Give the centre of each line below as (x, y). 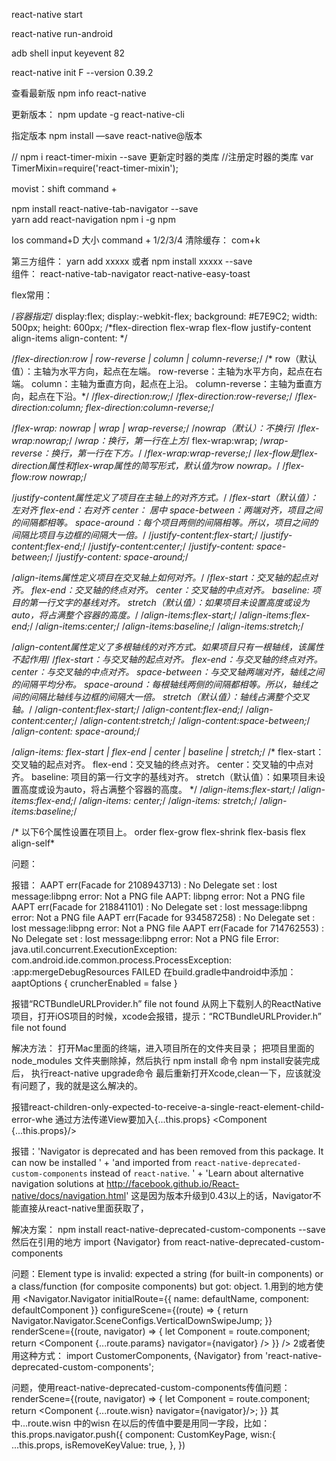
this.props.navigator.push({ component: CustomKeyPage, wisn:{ (143, 1434)
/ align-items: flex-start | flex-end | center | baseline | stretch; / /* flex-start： (168, 752)
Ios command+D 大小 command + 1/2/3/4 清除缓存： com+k (136, 240)
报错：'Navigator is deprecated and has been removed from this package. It (167, 1151)
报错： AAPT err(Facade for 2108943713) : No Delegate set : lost (144, 885)
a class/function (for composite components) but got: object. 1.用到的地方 (163, 1286)
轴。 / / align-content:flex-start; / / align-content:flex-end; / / (130, 709)
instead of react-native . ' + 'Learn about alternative (196, 1173)
